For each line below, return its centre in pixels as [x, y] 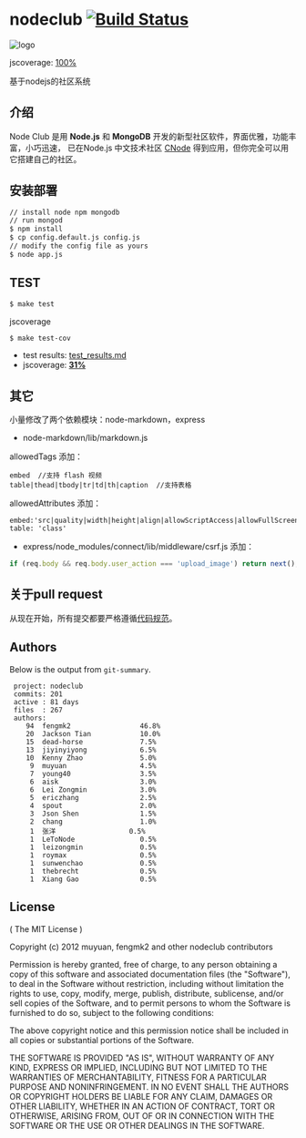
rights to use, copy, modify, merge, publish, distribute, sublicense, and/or [147, 993]
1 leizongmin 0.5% [93, 847]
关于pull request [56, 595]
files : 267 [38, 710]
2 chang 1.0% [93, 821]
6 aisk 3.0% [93, 782]
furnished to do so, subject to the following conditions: [112, 1012]
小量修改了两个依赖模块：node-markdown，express [107, 420]
